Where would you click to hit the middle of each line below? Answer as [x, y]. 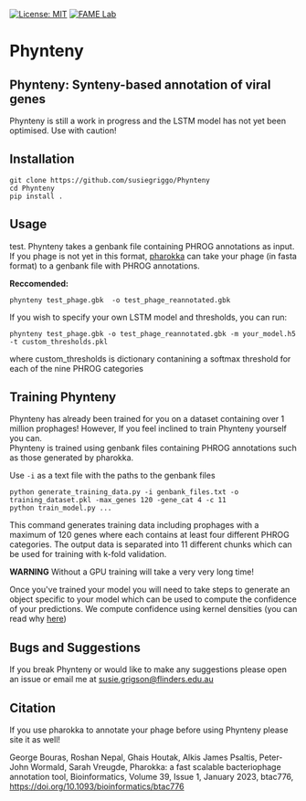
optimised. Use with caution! [63, 131]
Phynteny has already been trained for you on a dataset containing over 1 [147, 419]
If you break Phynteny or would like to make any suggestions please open [148, 669]
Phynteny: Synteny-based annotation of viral [140, 84]
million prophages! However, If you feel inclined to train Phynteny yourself [148, 428]
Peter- [271, 757]
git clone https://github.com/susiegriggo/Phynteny [110, 180]
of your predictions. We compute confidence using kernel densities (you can [153, 609]
